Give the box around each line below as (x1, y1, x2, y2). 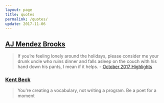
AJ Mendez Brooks (5, 39, 66, 48)
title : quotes (5, 12, 35, 17)
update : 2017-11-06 (5, 21, 46, 26)
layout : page (5, 7, 32, 12)
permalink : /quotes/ (5, 16, 48, 21)
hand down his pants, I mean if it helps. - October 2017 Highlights (17, 63, 152, 70)
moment (17, 93, 35, 99)
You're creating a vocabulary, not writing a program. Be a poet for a (17, 87, 156, 93)
